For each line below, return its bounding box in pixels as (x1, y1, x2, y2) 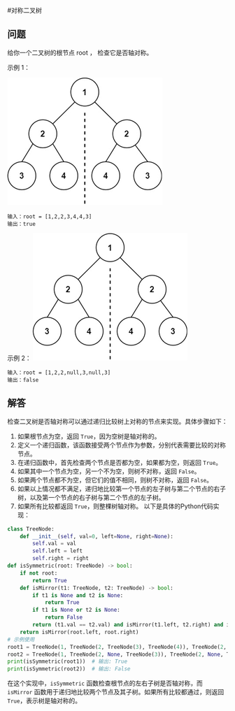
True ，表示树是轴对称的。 (7, 696, 82, 705)
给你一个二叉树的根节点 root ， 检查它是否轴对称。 (7, 48, 153, 57)
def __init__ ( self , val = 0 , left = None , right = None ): (20, 533, 173, 540)
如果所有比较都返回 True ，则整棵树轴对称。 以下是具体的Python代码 (17, 502, 213, 510)
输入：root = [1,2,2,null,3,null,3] (7, 369, 111, 376)
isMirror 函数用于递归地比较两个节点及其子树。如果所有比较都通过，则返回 (7, 688, 225, 696)
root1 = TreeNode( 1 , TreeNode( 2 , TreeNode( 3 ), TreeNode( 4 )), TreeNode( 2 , (7, 643, 227, 650)
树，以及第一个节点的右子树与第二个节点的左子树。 (17, 493, 165, 501)
